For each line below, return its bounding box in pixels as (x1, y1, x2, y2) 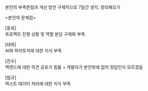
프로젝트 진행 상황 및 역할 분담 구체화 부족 (5, 31, 85, 37)
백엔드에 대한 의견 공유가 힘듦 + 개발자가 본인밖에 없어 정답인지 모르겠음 (5, 64, 143, 70)
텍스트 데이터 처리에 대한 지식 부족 (5, 81, 71, 87)
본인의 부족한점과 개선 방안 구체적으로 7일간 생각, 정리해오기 (5, 4, 120, 10)
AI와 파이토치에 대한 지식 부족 (5, 48, 62, 53)
